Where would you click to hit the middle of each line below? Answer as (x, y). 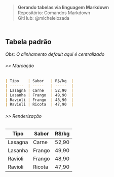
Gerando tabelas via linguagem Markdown (63, 7)
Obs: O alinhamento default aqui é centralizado (55, 54)
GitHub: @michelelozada (44, 18)
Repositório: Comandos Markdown (54, 13)
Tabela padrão (28, 42)
